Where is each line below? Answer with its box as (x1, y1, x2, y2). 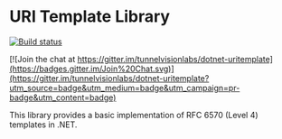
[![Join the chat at (9, 53, 76, 64)
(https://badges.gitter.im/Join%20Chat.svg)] (9, 63, 174, 74)
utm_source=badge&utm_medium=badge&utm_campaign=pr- (9, 82, 240, 93)
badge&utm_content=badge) (9, 92, 117, 103)
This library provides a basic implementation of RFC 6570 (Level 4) (9, 109, 259, 120)
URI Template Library (9, 6, 170, 27)
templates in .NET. (9, 119, 78, 130)
